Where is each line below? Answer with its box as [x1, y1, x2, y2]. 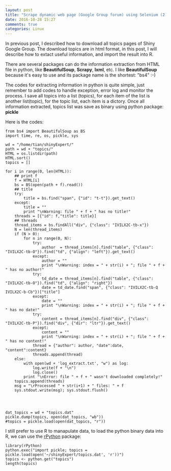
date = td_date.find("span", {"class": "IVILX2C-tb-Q [41, 285, 158, 290]
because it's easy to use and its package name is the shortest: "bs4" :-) [5, 72, 156, 78]
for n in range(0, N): [23, 236, 72, 241]
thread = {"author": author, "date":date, [32, 343, 124, 349]
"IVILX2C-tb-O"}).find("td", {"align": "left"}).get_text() [5, 250, 136, 255]
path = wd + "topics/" [5, 146, 53, 152]
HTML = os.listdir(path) [5, 151, 58, 156]
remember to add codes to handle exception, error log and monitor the [5, 87, 154, 93]
